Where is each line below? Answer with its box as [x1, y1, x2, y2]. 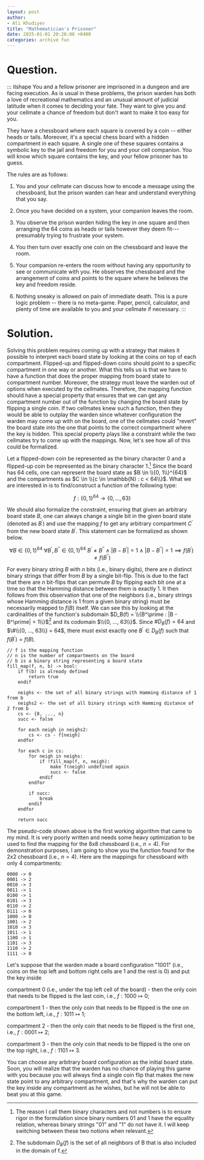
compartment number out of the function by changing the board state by [7, 398, 188, 405]
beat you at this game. [7, 1090, 63, 1098]
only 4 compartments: [7, 860, 62, 867]
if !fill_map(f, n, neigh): [39, 759, 111, 765]
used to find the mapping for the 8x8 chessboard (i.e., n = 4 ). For [7, 841, 170, 848]
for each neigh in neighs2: [18, 727, 88, 733]
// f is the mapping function [7, 647, 84, 654]
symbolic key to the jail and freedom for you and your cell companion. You [7, 146, 192, 153]
